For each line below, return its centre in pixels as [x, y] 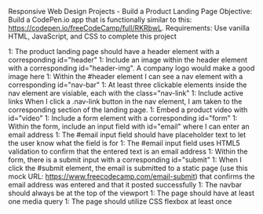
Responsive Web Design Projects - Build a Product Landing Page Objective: [130, 11]
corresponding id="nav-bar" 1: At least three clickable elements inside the [128, 85]
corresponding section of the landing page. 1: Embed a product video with [128, 110]
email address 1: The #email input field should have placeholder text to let [127, 135]
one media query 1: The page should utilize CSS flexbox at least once [120, 201]
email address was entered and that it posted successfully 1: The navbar [125, 185]
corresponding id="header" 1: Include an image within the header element [128, 60]
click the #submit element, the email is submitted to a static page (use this [128, 168]
